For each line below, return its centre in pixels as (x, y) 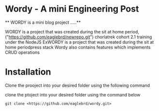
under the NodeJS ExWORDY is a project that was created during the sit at (79, 42)
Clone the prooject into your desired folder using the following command (78, 85)
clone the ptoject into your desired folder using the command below (73, 95)
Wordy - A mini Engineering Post (72, 9)
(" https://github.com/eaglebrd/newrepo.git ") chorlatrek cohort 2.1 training (79, 37)
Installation (28, 72)
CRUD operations (22, 52)
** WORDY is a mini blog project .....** (43, 22)
